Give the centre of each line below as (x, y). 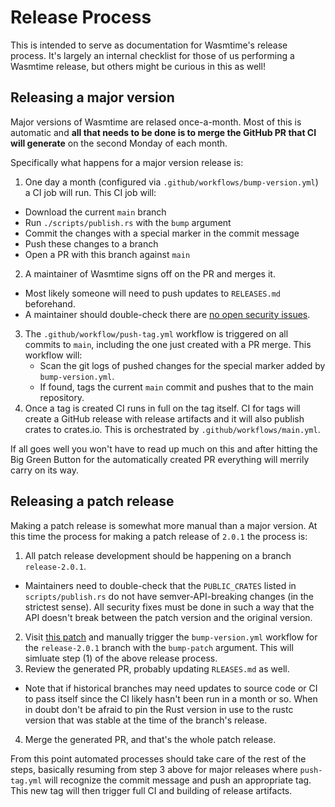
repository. (62, 397)
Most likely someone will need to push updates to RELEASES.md (152, 293)
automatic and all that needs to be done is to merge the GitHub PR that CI (163, 132)
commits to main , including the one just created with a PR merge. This (168, 344)
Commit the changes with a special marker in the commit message (162, 233)
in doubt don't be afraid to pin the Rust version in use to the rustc (159, 709)
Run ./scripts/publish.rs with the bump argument (128, 222)
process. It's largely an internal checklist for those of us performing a (152, 55)
